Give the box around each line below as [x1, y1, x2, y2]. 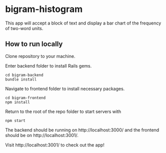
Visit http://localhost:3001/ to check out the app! [5, 141, 105, 148]
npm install [5, 99, 30, 104]
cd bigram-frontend [5, 95, 46, 100]
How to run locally [5, 40, 63, 48]
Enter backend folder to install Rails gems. [5, 62, 92, 68]
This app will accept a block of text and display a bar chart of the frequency [5, 20, 161, 26]
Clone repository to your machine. [5, 53, 75, 59]
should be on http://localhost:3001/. [5, 132, 79, 138]
